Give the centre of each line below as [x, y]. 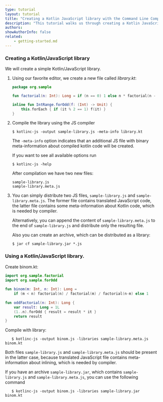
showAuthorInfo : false [28, 32]
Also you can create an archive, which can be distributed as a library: [81, 235]
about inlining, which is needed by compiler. [73, 363]
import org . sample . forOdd [31, 280]
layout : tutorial [23, 14]
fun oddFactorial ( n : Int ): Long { [40, 303]
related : [14, 37]
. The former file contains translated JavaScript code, [98, 201]
